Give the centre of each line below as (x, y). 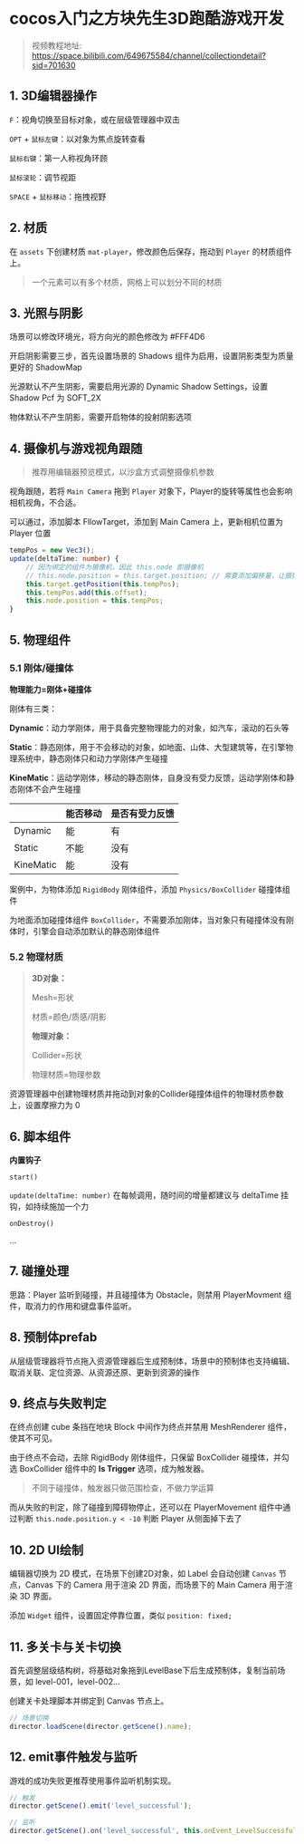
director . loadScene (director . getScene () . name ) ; (101, 1726)
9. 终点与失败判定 (58, 1404)
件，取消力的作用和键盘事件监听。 (73, 1306)
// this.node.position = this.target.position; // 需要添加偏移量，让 (155, 575)
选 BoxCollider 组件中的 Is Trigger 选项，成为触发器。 (109, 1469)
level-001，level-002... (77, 1682)
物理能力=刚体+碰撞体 (51, 689)
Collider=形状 (57, 1056)
